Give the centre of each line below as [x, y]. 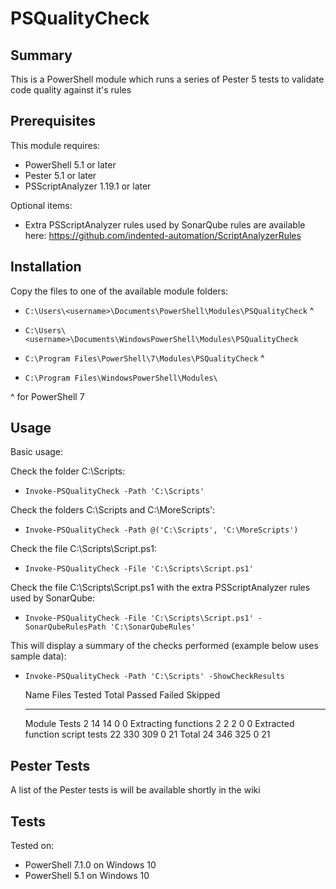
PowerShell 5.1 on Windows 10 [87, 876]
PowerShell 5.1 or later [70, 164]
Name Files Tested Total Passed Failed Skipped [122, 695]
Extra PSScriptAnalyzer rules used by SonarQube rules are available [165, 224]
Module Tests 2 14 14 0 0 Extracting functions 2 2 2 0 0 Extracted [159, 724]
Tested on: [32, 846]
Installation [46, 267]
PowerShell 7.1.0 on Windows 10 [90, 865]
